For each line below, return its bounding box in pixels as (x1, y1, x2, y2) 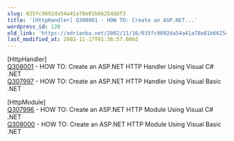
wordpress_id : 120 (7, 23, 61, 30)
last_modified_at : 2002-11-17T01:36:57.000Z (7, 36, 139, 43)
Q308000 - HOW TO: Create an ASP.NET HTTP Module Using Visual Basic (7, 120, 221, 128)
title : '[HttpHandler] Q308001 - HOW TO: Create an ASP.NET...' (7, 17, 198, 24)
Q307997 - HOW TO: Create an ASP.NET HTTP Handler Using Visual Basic (7, 77, 221, 85)
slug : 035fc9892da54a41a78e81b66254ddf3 (7, 10, 127, 17)
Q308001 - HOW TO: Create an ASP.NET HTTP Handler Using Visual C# (7, 63, 214, 71)
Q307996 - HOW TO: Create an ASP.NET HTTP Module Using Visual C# (7, 106, 214, 114)
